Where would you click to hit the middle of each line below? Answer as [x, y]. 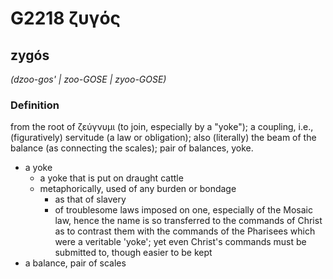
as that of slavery [90, 199]
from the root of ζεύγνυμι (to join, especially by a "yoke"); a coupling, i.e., [162, 127]
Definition [35, 105]
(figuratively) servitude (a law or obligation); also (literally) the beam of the [163, 138]
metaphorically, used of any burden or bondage [138, 189]
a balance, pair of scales [75, 263]
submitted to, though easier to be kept [133, 253]
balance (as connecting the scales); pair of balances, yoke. [132, 148]
